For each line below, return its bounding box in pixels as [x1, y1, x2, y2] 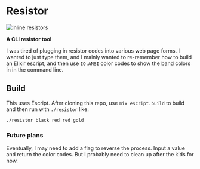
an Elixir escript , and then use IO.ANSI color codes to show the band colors [6, 60, 191, 67]
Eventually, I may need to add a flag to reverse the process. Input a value [6, 145, 186, 152]
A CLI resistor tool [6, 35, 52, 42]
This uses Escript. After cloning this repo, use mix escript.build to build [6, 99, 185, 106]
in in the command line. [6, 66, 64, 73]
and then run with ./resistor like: [6, 106, 90, 113]
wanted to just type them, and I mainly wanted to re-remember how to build [6, 53, 192, 60]
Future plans [6, 131, 44, 139]
